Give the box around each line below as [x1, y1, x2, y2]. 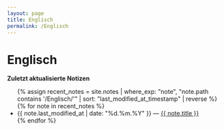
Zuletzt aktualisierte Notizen [7, 74, 90, 82]
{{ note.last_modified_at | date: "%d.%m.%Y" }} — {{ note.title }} [16, 110, 199, 118]
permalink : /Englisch [7, 22, 69, 29]
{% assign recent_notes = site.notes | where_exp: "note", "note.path [16, 88, 209, 96]
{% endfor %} [16, 116, 57, 125]
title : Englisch [7, 16, 53, 23]
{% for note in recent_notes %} [16, 102, 105, 110]
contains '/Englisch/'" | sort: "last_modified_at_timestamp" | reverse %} [16, 95, 217, 103]
